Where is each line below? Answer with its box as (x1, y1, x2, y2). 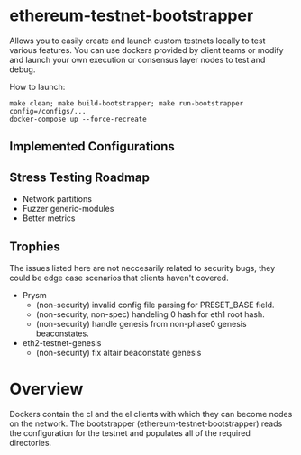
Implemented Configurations (9, 139, 176, 154)
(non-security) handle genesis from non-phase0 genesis (35, 318, 247, 329)
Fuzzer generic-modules (22, 204, 114, 214)
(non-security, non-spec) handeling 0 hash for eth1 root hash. (35, 308, 266, 320)
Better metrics (22, 213, 76, 223)
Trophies (9, 239, 61, 254)
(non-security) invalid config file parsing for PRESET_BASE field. (35, 299, 275, 310)
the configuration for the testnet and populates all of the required (9, 427, 251, 438)
